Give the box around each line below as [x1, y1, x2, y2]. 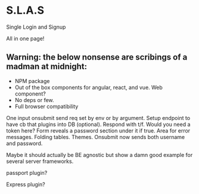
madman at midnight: [6, 61, 88, 72]
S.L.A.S [6, 4, 45, 17]
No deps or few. [14, 96, 55, 103]
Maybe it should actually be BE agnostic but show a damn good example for [6, 151, 193, 158]
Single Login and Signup [6, 23, 66, 30]
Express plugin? [6, 180, 46, 188]
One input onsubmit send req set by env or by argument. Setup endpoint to [6, 114, 191, 121]
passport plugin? [6, 169, 48, 176]
